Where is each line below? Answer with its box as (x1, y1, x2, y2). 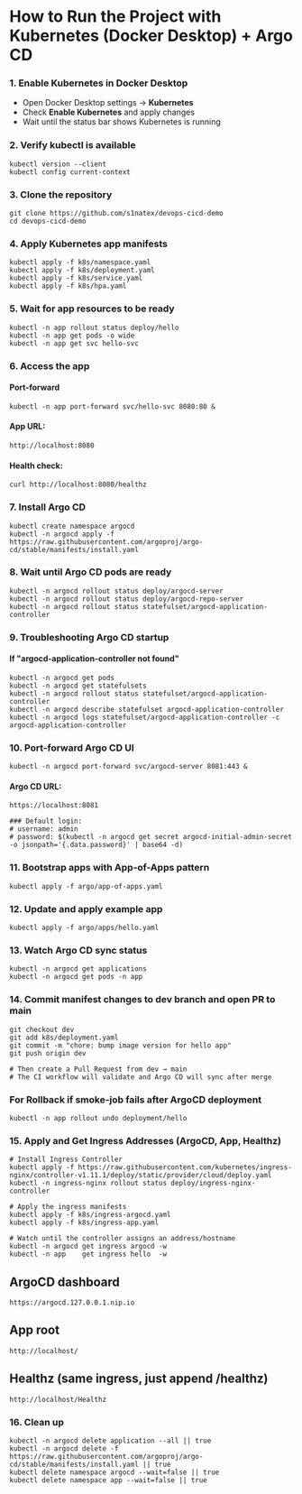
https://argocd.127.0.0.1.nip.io (9, 1298, 135, 1307)
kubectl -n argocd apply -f (9, 530, 115, 539)
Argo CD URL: (9, 780, 62, 791)
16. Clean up (9, 1416, 65, 1428)
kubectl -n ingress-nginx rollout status (9, 1179, 168, 1188)
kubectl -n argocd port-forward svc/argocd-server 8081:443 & (9, 762, 248, 771)
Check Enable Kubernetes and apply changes (22, 106, 196, 118)
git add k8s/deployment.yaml (9, 1033, 119, 1042)
